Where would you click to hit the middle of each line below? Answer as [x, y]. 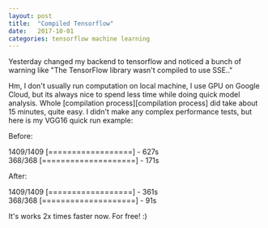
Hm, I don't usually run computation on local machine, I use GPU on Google [134, 86]
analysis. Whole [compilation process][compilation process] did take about [133, 103]
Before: [21, 136]
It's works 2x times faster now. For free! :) [78, 217]
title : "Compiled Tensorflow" [61, 24]
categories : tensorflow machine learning [79, 39]
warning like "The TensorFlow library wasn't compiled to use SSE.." [121, 71]
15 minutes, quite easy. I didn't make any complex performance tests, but [130, 112]
